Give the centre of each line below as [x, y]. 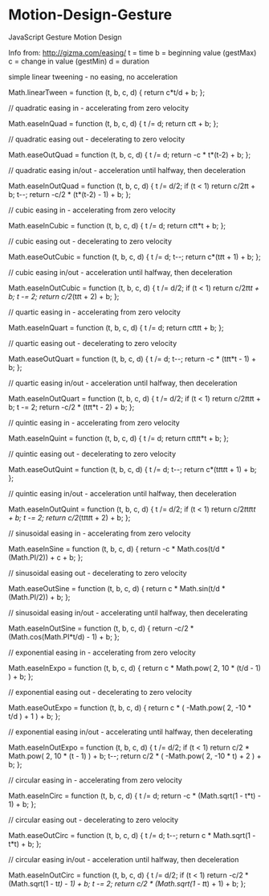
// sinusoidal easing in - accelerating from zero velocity [100, 533]
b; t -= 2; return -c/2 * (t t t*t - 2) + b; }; [71, 407]
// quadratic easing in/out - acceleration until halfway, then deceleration [127, 170]
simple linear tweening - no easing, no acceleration [93, 76]
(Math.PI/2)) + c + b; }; [46, 557]
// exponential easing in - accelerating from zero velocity [102, 652]
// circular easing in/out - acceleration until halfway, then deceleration [124, 859]
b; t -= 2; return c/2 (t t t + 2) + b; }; [64, 296]
